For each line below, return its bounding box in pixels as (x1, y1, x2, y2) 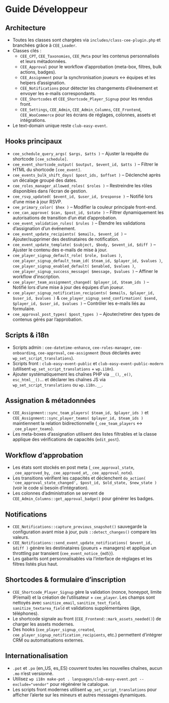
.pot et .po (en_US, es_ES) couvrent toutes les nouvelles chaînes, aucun (12, 665, 162, 671)
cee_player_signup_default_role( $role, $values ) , (12, 252, 122, 258)
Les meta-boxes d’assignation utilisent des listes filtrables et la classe (12, 431, 157, 437)
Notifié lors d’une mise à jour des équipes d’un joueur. (12, 284, 124, 290)
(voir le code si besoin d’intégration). (12, 485, 89, 491)
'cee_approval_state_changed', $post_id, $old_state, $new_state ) (12, 480, 157, 485)
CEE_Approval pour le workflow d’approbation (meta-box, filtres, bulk (20, 64, 162, 69)
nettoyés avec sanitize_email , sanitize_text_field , (12, 599, 122, 605)
